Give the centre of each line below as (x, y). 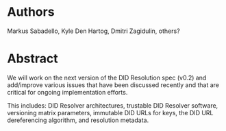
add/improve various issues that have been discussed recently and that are (113, 85)
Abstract (33, 59)
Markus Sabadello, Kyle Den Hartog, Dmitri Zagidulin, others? (93, 31)
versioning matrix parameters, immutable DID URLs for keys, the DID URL (110, 112)
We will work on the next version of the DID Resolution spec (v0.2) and (107, 78)
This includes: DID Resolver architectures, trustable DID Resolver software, (113, 105)
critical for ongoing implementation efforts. (67, 92)
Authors (31, 12)
